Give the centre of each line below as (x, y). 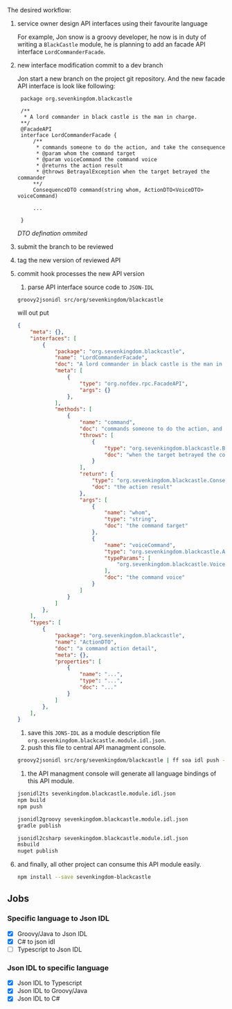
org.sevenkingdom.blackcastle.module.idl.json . (97, 740)
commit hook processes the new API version (81, 273)
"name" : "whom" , (127, 513)
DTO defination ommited (52, 233)
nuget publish (37, 851)
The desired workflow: (39, 10)
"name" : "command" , (107, 423)
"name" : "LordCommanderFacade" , (101, 358)
